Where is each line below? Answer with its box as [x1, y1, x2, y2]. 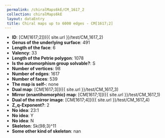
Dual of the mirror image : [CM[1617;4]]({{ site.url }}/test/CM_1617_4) [11, 97, 150, 103]
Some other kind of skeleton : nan [11, 128, 81, 134]
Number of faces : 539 [11, 76, 58, 82]
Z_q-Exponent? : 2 [11, 102, 50, 108]
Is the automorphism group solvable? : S [11, 60, 96, 66]
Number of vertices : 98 [11, 66, 61, 72]
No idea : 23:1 [11, 108, 39, 113]
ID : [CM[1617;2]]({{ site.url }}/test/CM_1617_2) [11, 34, 104, 40]
